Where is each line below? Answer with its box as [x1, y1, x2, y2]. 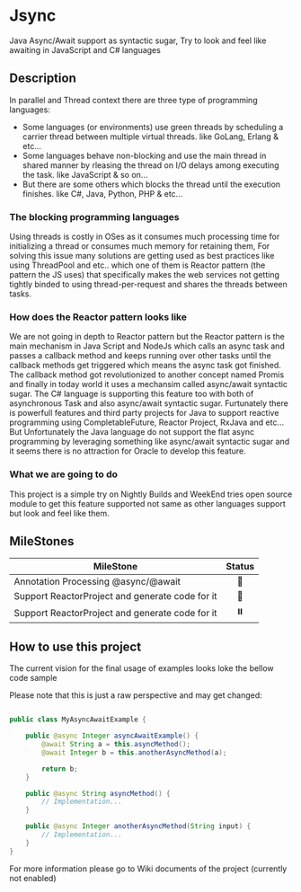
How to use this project [9, 639, 142, 654]
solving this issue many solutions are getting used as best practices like [9, 251, 275, 261]
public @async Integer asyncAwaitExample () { [25, 731, 199, 741]
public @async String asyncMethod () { [25, 789, 171, 798]
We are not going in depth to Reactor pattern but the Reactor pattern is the [9, 331, 285, 342]
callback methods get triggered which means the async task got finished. [9, 360, 281, 371]
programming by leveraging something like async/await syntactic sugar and [9, 437, 290, 447]
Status [226, 561, 255, 573]
